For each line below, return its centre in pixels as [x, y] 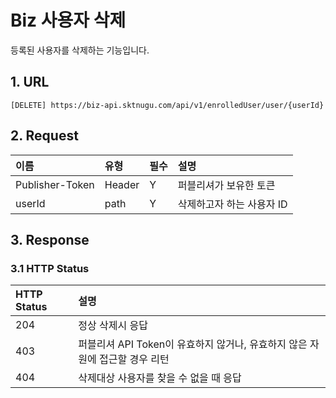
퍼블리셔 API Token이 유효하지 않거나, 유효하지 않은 [193, 344]
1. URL [30, 82]
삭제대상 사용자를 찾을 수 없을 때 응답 [160, 378]
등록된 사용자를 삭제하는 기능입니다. [80, 50]
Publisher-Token [55, 184]
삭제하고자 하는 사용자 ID [232, 204]
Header [122, 184]
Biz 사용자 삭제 [68, 20]
